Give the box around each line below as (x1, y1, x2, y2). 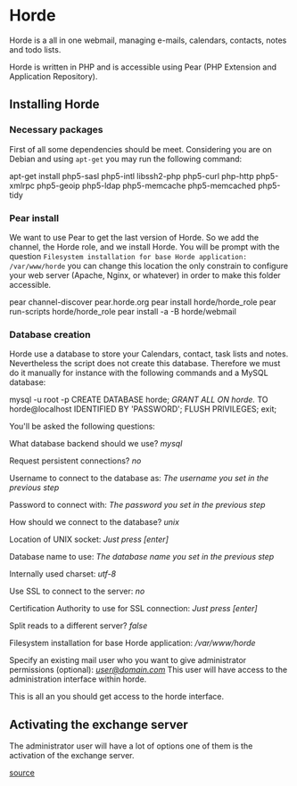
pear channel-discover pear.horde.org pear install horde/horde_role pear (9, 296, 276, 307)
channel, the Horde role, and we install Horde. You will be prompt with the (9, 242, 280, 252)
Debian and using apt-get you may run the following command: (9, 153, 243, 164)
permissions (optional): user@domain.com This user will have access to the (9, 665, 288, 675)
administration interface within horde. (9, 674, 147, 684)
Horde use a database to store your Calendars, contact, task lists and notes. (9, 348, 289, 359)
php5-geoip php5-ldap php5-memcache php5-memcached (37, 180, 257, 191)
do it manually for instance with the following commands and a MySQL (9, 367, 269, 379)
